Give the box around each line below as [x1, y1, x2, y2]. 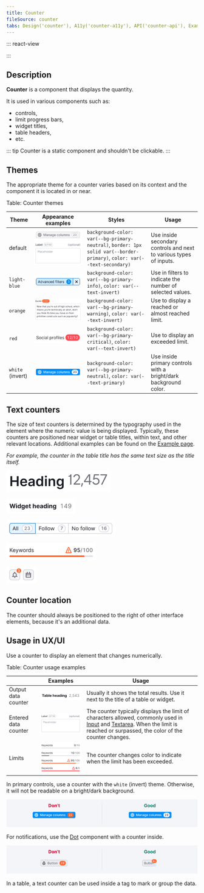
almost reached [151, 310, 190, 317]
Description [6, 69, 52, 80]
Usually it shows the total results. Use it [86, 689, 185, 696]
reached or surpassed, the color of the [86, 727, 183, 734]
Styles [108, 216, 125, 223]
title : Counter [6, 10, 45, 16]
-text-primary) [87, 380, 126, 386]
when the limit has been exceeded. [86, 758, 174, 765]
